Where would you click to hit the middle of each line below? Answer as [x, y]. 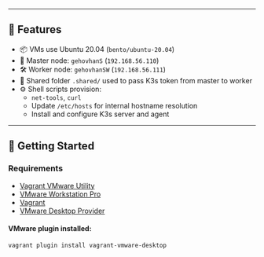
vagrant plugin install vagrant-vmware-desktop [88, 245]
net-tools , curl [56, 97]
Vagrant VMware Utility [57, 185]
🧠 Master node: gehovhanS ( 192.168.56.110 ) [89, 61]
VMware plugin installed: [50, 229]
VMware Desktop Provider [62, 211]
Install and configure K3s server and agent [100, 114]
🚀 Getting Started [51, 146]
